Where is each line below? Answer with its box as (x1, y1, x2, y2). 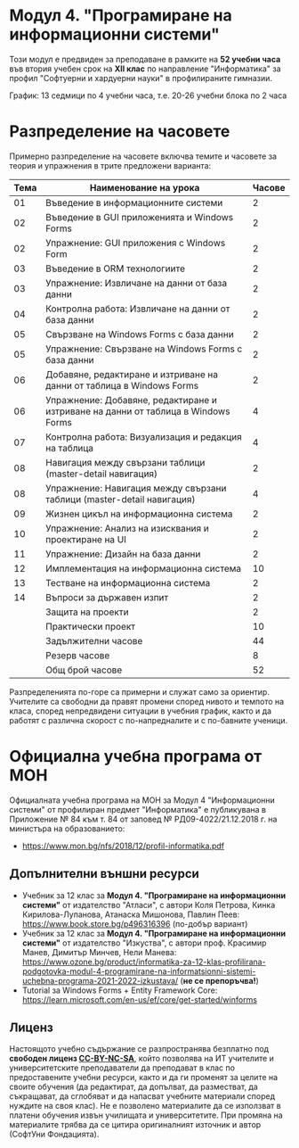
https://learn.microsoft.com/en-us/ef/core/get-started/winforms (21, 994, 258, 1004)
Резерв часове (45, 648, 110, 661)
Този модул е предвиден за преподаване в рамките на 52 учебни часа (9, 54, 281, 64)
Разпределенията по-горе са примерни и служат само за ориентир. (9, 686, 270, 697)
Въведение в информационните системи (45, 196, 223, 209)
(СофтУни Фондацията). (9, 1129, 100, 1140)
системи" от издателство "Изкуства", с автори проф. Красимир (21, 937, 267, 948)
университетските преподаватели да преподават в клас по (9, 1062, 236, 1073)
